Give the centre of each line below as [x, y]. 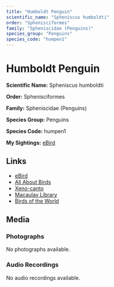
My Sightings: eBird [31, 143]
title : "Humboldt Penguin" [39, 12]
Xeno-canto [29, 188]
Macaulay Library [36, 194]
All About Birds [33, 182]
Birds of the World [37, 201]
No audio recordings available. [43, 277]
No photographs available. [38, 250]
